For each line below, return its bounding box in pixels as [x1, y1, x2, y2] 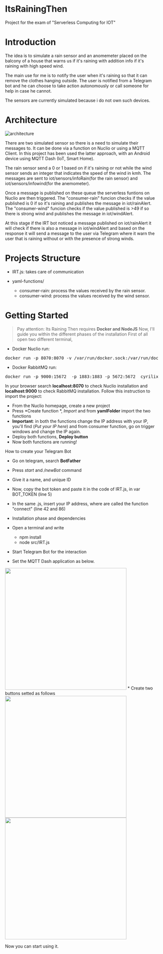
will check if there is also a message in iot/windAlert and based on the [5, 225, 145, 231]
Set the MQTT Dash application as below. [12, 558, 95, 564]
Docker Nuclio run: [12, 346, 50, 352]
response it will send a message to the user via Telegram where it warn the [5, 230, 155, 236]
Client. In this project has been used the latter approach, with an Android [5, 150, 150, 156]
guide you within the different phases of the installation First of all [16, 331, 148, 337]
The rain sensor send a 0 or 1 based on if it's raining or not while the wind [5, 165, 152, 171]
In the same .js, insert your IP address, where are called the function [12, 501, 149, 506]
